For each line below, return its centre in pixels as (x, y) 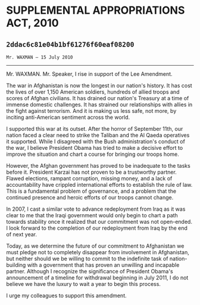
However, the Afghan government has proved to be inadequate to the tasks (98, 166)
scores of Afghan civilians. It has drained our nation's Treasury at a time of (98, 98)
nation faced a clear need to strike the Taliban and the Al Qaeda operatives (98, 135)
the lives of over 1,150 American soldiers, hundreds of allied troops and (93, 92)
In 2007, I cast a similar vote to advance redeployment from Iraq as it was (96, 209)
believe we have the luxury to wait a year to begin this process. (83, 284)
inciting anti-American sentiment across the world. (68, 117)
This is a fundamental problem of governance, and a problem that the (91, 191)
